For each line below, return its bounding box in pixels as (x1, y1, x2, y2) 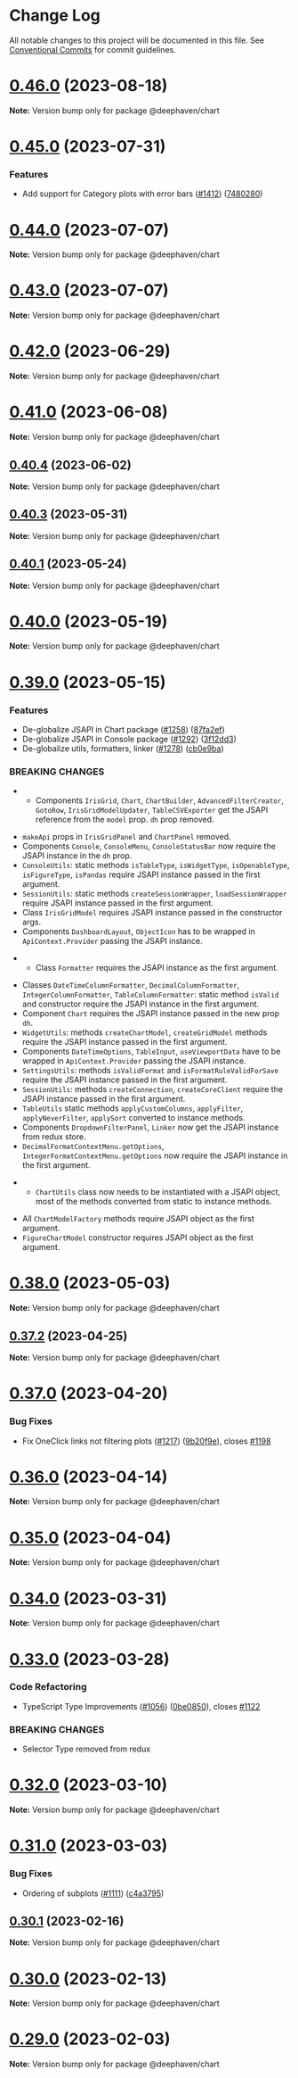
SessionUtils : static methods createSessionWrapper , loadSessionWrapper (21, 889, 287, 899)
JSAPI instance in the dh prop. (21, 850, 133, 861)
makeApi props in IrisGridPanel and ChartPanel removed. (21, 832, 231, 842)
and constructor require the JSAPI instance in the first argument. (21, 998, 260, 1009)
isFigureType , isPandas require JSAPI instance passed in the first (21, 869, 261, 880)
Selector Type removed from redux (21, 1743, 151, 1754)
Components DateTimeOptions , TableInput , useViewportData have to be (21, 1046, 281, 1057)
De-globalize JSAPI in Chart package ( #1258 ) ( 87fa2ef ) (21, 724, 225, 734)
